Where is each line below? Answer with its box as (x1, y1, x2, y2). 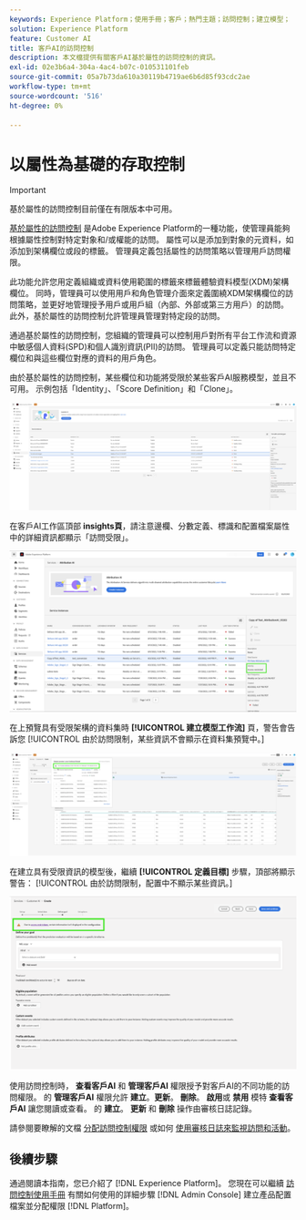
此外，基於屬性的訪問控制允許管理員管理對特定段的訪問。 (9, 311, 225, 322)
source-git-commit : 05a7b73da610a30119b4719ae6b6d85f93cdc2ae (9, 73, 250, 82)
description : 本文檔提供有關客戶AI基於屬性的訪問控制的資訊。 (9, 53, 220, 63)
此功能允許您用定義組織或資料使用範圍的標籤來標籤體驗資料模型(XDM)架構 (9, 276, 290, 287)
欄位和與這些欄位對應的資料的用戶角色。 (9, 353, 161, 364)
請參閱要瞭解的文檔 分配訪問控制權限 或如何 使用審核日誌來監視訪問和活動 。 (9, 1123, 296, 1133)
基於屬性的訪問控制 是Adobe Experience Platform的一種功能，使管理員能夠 (9, 223, 291, 234)
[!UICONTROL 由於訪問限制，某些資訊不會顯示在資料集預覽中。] (26, 733, 265, 744)
